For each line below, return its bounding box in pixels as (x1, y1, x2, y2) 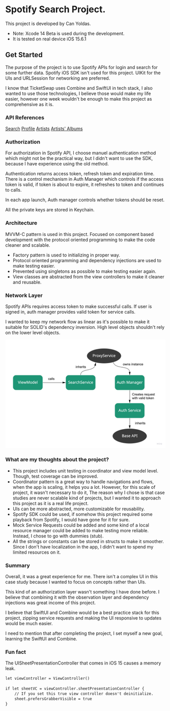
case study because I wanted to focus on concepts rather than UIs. (5, 579, 147, 585)
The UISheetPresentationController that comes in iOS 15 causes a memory (5, 660, 161, 666)
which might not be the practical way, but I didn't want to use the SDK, (5, 155, 153, 161)
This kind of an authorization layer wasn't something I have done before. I (5, 589, 160, 595)
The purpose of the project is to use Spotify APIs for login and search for (5, 64, 158, 70)
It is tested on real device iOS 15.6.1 (12, 36, 87, 42)
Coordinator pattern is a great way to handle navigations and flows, (12, 479, 154, 485)
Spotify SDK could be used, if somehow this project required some (12, 511, 153, 517)
